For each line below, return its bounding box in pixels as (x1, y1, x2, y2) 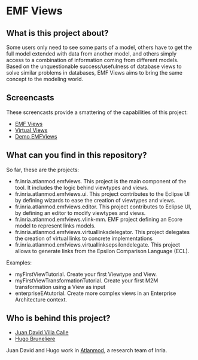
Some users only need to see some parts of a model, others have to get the (6, 44, 193, 51)
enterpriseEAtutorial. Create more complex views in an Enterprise (14, 290, 176, 297)
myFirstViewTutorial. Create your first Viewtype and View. (14, 270, 157, 278)
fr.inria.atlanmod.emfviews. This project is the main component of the (14, 177, 187, 184)
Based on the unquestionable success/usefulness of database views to (6, 63, 182, 70)
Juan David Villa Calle (14, 329, 69, 336)
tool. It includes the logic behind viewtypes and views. (14, 184, 149, 191)
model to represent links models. (14, 222, 96, 229)
